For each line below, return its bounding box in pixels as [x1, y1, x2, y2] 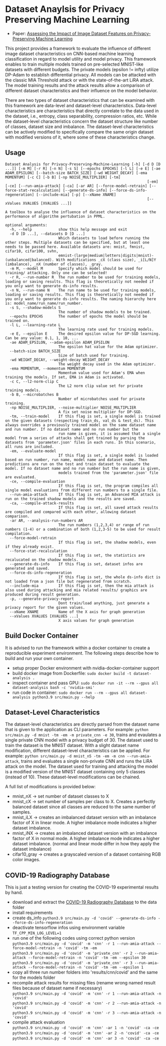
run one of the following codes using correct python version [12, 935, 135, 941]
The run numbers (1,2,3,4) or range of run [58, 523, 150, 527]
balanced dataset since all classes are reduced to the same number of [12, 804, 156, 810]
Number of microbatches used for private [58, 396, 145, 401]
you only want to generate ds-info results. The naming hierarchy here [5, 297, 156, 301]
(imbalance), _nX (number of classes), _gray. [5, 262, 103, 267]
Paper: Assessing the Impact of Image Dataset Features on [12, 30, 133, 36]
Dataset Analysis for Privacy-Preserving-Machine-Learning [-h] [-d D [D [5, 161, 161, 167]
